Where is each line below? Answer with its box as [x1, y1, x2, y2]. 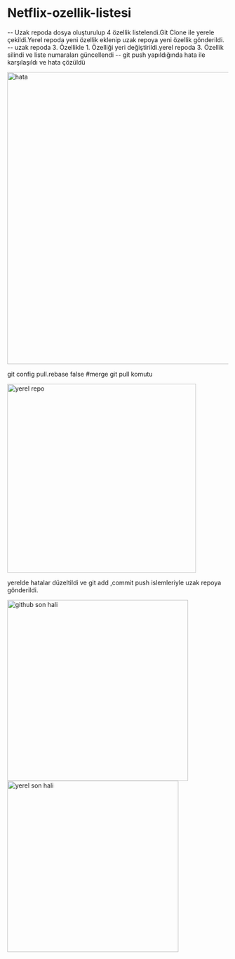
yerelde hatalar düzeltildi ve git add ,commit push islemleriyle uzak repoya [7, 578, 222, 587]
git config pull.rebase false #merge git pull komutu [7, 370, 153, 378]
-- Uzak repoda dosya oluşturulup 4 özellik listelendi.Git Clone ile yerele [7, 28, 215, 37]
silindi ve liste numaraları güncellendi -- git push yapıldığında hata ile [7, 51, 206, 59]
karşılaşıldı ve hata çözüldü [7, 58, 86, 66]
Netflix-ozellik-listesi [7, 5, 132, 21]
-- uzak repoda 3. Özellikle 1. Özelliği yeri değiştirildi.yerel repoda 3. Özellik [7, 43, 224, 51]
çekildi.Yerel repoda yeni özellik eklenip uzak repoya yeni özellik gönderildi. [7, 35, 224, 44]
